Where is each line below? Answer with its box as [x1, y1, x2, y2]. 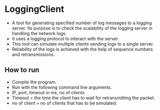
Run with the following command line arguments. [11, 84, 112, 90]
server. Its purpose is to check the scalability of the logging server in [11, 25, 153, 31]
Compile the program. [11, 79, 57, 85]
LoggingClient [4, 3, 65, 15]
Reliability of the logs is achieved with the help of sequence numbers [11, 46, 153, 52]
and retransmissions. [11, 51, 55, 57]
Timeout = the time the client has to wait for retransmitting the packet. [11, 95, 156, 101]
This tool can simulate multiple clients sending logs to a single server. [11, 41, 155, 47]
